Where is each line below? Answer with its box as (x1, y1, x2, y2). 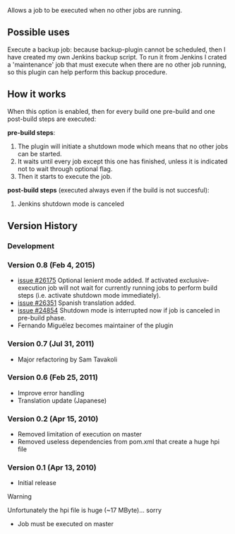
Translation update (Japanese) (17, 396, 107, 405)
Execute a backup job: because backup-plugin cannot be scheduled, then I (7, 45, 226, 54)
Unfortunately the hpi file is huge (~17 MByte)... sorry (7, 506, 162, 515)
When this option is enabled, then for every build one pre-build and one (7, 107, 215, 115)
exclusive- (179, 276, 210, 285)
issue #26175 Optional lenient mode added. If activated (17, 276, 179, 285)
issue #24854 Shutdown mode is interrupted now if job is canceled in (17, 306, 220, 315)
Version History (7, 220, 78, 232)
